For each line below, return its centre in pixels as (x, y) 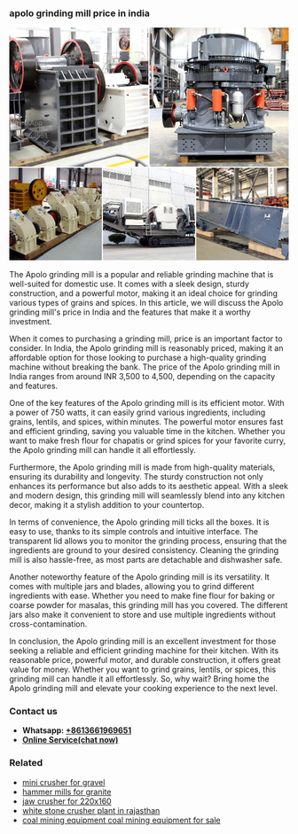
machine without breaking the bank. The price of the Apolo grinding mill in (145, 367)
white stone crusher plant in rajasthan (91, 810)
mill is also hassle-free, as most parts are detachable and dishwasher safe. (146, 559)
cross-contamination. (48, 624)
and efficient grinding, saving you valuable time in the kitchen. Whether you (147, 431)
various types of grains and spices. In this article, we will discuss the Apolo (146, 302)
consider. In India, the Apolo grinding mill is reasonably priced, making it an (146, 347)
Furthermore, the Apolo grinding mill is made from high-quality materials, (142, 467)
